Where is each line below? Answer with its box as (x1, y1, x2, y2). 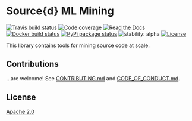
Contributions (6, 59, 59, 69)
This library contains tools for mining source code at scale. (6, 42, 150, 49)
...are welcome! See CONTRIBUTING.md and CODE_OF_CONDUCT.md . (6, 75, 180, 82)
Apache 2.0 (6, 108, 34, 115)
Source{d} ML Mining (6, 4, 115, 18)
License (6, 92, 36, 103)
